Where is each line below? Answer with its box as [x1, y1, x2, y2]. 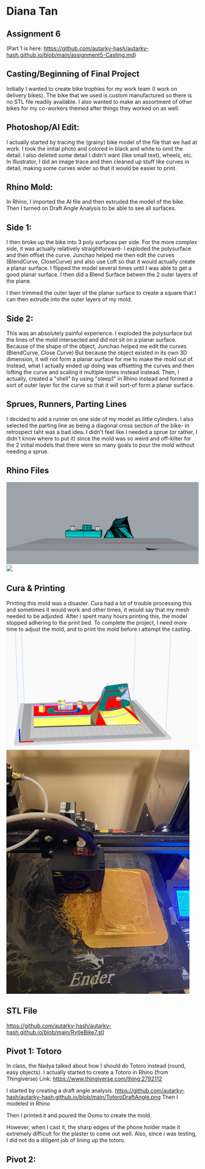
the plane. [6, 278, 32, 285]
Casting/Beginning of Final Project [6, 69, 140, 79]
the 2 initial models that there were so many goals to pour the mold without [6, 441, 195, 448]
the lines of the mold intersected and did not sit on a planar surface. [6, 336, 177, 344]
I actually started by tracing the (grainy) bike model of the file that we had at [6, 138, 197, 146]
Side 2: [6, 313, 34, 324]
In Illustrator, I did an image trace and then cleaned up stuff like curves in [6, 157, 190, 165]
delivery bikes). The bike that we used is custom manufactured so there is [6, 92, 192, 99]
